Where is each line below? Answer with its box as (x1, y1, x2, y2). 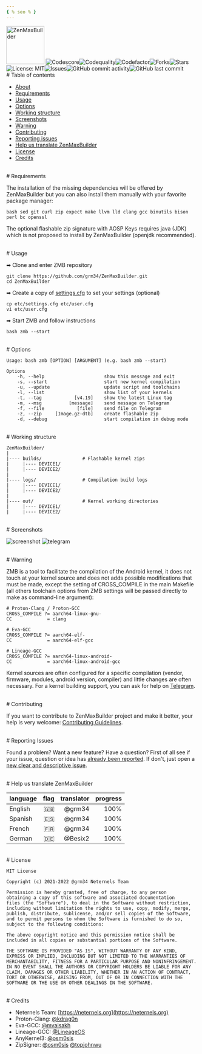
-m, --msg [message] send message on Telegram (17, 400, 170, 406)
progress (95, 794, 123, 803)
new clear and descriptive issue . (6, 761, 87, 769)
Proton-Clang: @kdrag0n (15, 1015, 78, 1022)
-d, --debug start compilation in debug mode (17, 416, 189, 422)
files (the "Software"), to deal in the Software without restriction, (6, 900, 191, 906)
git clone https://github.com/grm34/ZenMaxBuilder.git (6, 273, 148, 279)
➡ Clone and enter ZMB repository (6, 261, 93, 268)
